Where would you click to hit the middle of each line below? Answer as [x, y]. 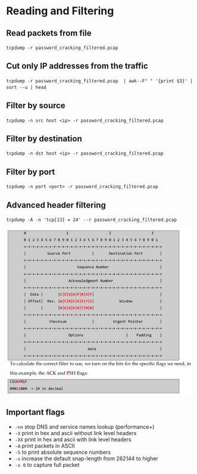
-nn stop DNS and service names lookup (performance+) [85, 427]
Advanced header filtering [56, 205]
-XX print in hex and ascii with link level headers [73, 439]
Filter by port [31, 172]
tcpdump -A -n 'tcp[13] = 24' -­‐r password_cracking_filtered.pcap [92, 220]
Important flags [36, 412]
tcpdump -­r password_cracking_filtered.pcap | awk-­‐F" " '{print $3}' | [100, 81]
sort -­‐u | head [26, 87]
